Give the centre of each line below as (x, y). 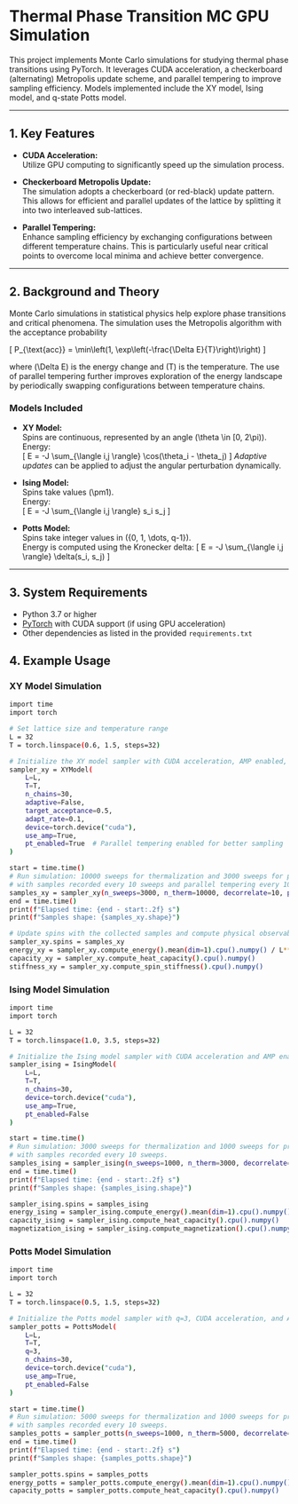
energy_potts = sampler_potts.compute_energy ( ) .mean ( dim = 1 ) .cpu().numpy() (150, 1483)
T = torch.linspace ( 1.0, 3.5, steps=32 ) (85, 1041)
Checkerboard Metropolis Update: (86, 182)
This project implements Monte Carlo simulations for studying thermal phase (149, 59)
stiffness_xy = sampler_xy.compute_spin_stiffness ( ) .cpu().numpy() (137, 966)
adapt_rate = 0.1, (55, 819)
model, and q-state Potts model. (68, 97)
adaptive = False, (55, 803)
